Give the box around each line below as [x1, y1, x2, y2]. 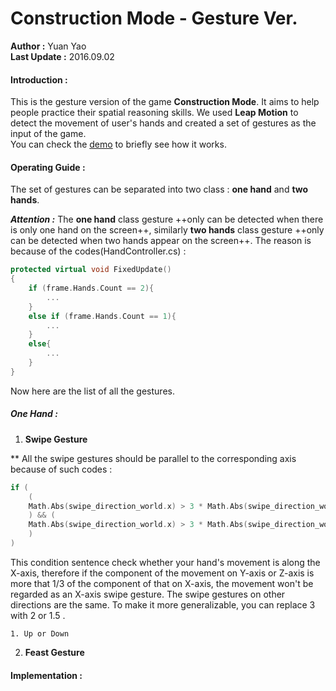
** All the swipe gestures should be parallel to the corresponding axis [10, 452, 297, 464]
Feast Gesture [24, 646, 85, 658]
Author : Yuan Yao [10, 40, 87, 52]
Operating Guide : [10, 161, 86, 173]
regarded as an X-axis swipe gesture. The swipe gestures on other [10, 588, 286, 600]
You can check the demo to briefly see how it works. [10, 138, 227, 151]
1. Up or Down [10, 628, 70, 639]
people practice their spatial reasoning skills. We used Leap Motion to [10, 107, 299, 119]
